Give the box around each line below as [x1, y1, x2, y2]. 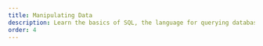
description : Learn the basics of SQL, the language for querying [8, 19, 229, 27]
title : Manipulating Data [8, 11, 92, 19]
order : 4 [8, 26, 37, 34]
